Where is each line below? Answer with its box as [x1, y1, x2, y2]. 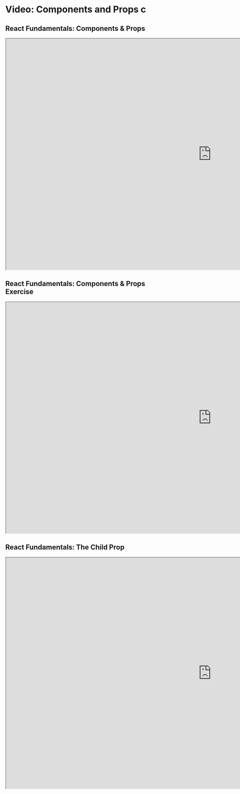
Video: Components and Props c [5, 4, 146, 15]
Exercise [5, 288, 34, 296]
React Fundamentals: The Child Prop [5, 543, 125, 552]
